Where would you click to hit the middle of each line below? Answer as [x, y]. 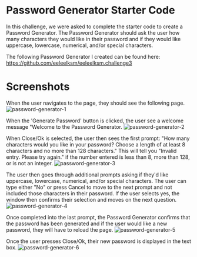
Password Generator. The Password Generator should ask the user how [93, 32]
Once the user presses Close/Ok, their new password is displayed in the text [99, 241]
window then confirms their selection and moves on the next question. [91, 199]
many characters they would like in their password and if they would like [94, 39]
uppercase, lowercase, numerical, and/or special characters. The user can [96, 181]
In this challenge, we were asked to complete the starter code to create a [95, 26]
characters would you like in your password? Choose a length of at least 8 [96, 144]
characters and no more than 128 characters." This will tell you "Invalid [91, 151]
